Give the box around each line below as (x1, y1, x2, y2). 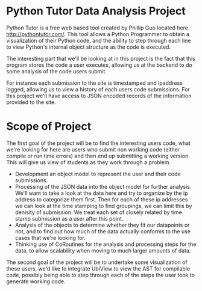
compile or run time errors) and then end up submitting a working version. (6, 152, 190, 159)
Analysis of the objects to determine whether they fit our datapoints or (14, 221, 190, 228)
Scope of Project (6, 120, 92, 133)
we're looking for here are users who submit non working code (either (6, 145, 180, 153)
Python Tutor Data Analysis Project (6, 4, 186, 18)
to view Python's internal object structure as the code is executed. (6, 43, 171, 51)
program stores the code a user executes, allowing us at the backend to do (6, 61, 193, 69)
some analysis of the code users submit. (6, 67, 107, 75)
